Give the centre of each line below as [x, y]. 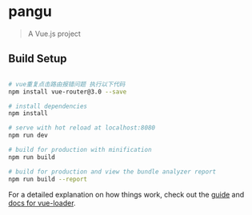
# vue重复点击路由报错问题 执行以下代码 [67, 84]
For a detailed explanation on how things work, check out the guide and [126, 194]
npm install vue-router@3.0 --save [68, 92]
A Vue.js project [54, 34]
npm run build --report [48, 179]
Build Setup [38, 59]
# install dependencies [48, 106]
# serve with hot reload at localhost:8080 [82, 128]
